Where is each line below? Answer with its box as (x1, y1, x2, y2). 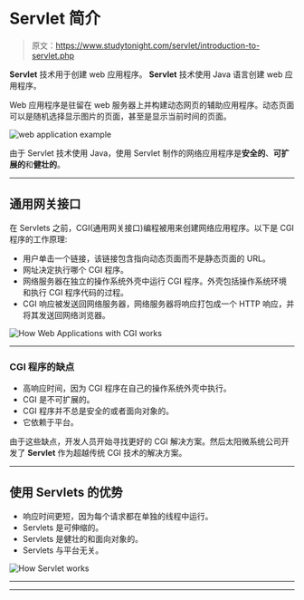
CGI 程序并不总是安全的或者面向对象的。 (22, 405, 175, 417)
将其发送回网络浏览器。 (22, 309, 110, 320)
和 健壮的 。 (25, 159, 65, 169)
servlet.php (31, 50, 75, 61)
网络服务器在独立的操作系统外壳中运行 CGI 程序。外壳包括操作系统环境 (22, 276, 288, 286)
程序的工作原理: (9, 233, 68, 245)
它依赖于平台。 (22, 417, 79, 428)
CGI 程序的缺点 (9, 360, 75, 373)
